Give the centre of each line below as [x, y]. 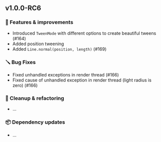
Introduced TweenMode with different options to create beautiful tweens [84, 33]
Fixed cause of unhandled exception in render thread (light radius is [82, 80]
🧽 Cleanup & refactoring [35, 98]
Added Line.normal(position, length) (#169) [59, 49]
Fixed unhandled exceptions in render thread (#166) [66, 74]
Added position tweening [38, 44]
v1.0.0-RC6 [23, 8]
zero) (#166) [25, 85]
